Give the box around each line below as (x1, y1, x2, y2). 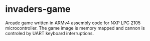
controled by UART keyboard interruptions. (5, 30, 94, 36)
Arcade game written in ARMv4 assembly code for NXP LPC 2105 (5, 20, 141, 26)
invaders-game (5, 3, 71, 15)
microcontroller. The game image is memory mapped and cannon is (5, 25, 145, 31)
